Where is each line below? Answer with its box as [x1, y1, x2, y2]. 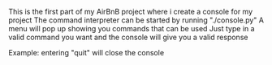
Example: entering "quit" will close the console [8, 48, 165, 57]
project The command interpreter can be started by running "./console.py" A [8, 15, 264, 25]
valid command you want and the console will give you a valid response [8, 32, 248, 42]
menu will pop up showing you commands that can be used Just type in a [8, 24, 255, 33]
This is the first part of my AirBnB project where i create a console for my [8, 7, 253, 16]
